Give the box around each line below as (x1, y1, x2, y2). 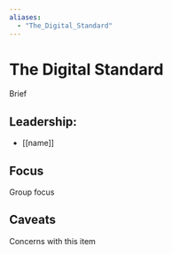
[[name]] (21, 138, 55, 149)
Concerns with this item (9, 235, 96, 246)
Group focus (9, 187, 55, 197)
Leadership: (9, 114, 77, 129)
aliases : (9, 12, 42, 22)
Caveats (9, 212, 56, 227)
